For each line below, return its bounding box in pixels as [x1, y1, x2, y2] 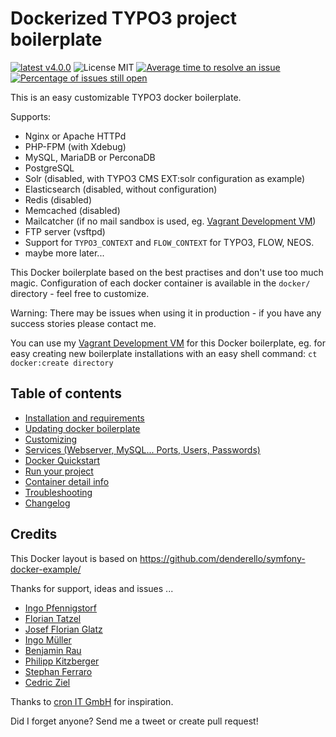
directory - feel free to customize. [10, 287, 150, 299]
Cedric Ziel [24, 676, 71, 688]
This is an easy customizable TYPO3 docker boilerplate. [10, 91, 242, 103]
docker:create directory [10, 358, 114, 368]
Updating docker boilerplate [24, 422, 141, 434]
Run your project [24, 465, 94, 477]
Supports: [10, 110, 52, 122]
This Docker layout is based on [10, 552, 138, 564]
